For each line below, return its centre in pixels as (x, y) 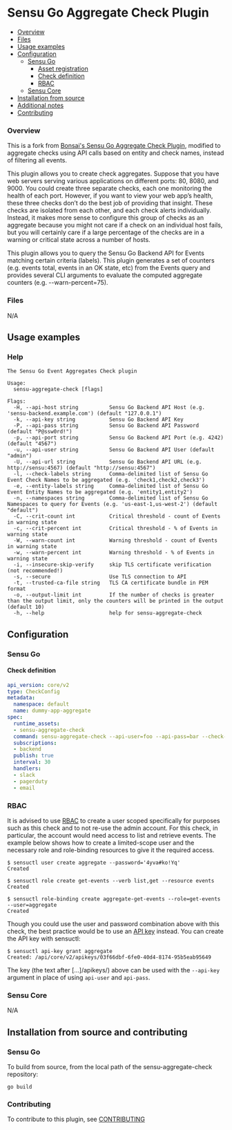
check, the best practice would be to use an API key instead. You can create (116, 931)
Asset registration (63, 68)
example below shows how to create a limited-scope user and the (101, 842)
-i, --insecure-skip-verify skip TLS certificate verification (113, 565)
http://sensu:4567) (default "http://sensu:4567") (81, 468)
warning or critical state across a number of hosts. (79, 240)
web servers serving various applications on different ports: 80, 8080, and (113, 181)
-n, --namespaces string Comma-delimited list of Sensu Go (111, 498)
